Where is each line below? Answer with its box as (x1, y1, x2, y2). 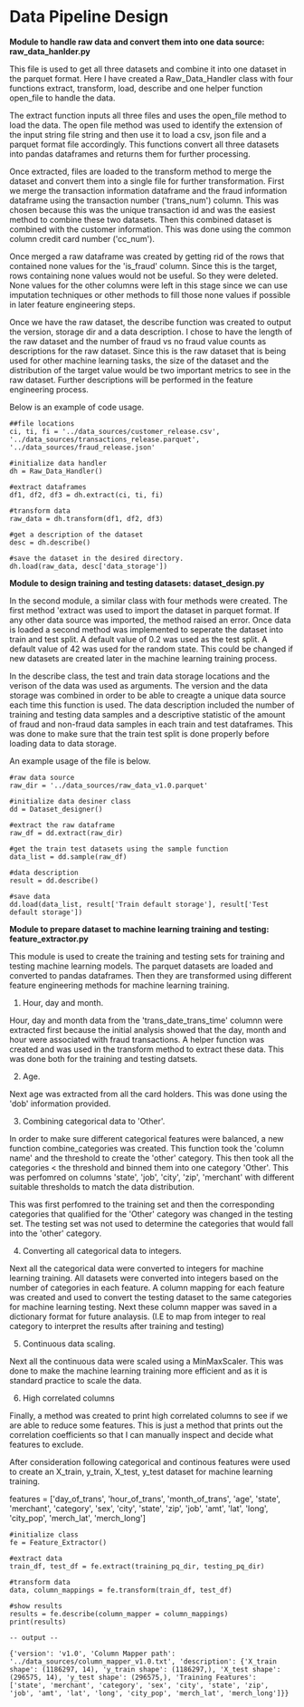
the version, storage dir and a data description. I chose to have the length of (9, 326, 293, 337)
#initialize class (9, 1529, 79, 1539)
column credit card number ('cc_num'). (9, 233, 156, 244)
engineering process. (9, 383, 89, 395)
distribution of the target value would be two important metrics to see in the (9, 364, 291, 375)
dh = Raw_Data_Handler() (9, 467, 103, 476)
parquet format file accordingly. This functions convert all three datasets (9, 139, 280, 149)
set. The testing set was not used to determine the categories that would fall (9, 1218, 294, 1229)
